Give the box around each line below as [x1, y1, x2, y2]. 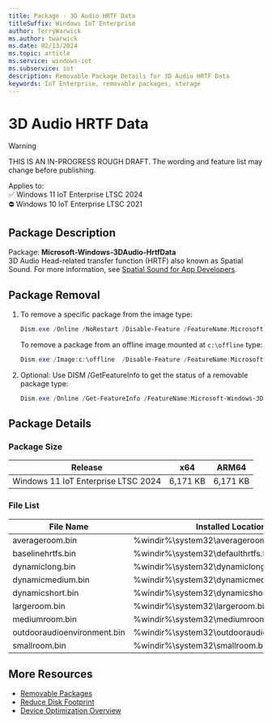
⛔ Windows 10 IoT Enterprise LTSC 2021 [8, 199, 143, 209]
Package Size [8, 441, 63, 452]
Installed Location [195, 521, 267, 532]
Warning [8, 141, 36, 151]
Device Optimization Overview [19, 706, 121, 716]
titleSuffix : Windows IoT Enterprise [8, 19, 136, 28]
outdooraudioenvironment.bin [12, 627, 125, 638]
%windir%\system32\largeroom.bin [133, 600, 270, 611]
